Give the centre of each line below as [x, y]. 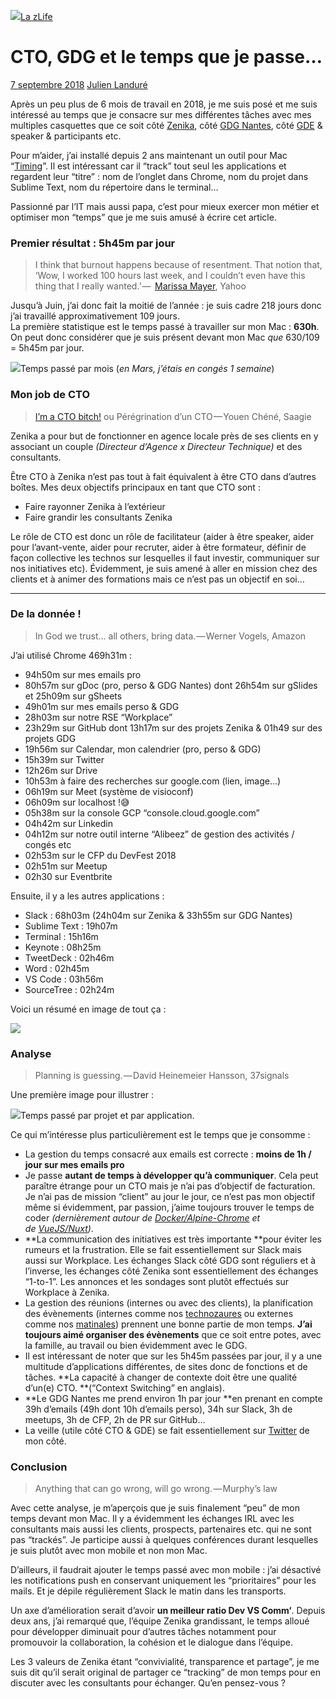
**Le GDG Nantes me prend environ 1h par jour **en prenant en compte [173, 1399]
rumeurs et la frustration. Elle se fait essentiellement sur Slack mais [163, 1250]
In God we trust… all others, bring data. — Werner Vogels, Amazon [170, 636]
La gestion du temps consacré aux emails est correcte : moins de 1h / [168, 1154]
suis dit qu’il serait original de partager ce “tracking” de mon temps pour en [165, 1672]
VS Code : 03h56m [64, 979]
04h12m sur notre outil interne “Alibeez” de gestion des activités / [159, 834]
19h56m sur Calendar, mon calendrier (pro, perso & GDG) [143, 749]
